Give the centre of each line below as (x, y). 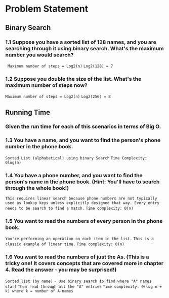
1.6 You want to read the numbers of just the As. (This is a (77, 257)
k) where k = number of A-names (39, 291)
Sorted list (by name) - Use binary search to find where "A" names (78, 281)
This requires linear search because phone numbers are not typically (81, 198)
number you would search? (39, 55)
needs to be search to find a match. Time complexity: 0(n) (69, 209)
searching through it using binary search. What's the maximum (85, 48)
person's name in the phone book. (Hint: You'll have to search (82, 182)
